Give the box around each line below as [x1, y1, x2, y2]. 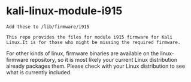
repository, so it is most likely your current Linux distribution [29, 56, 178, 63]
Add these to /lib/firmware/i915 [6, 24, 90, 30]
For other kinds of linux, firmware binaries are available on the [6, 49, 159, 57]
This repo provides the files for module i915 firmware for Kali [6, 34, 172, 40]
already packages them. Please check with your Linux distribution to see [6, 62, 186, 70]
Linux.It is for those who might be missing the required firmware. [6, 39, 181, 45]
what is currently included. [6, 68, 72, 75]
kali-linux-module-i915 [6, 4, 123, 18]
